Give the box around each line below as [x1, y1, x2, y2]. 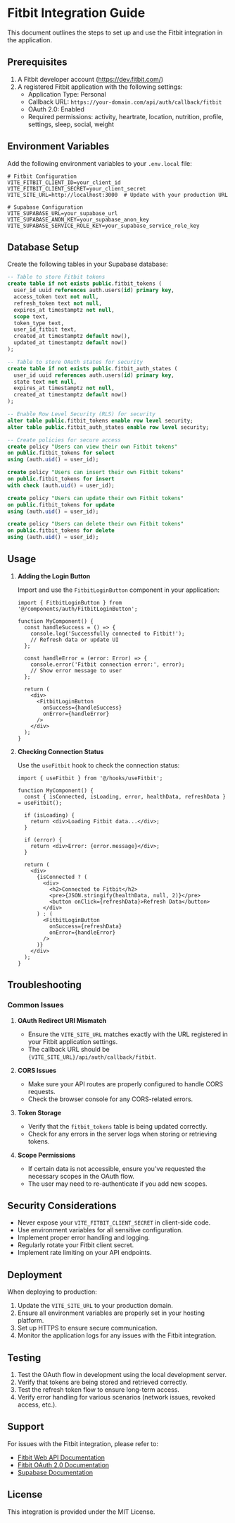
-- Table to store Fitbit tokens [7, 274, 106, 281]
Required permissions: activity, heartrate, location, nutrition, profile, [27, 112, 224, 121]
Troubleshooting [7, 979, 82, 991]
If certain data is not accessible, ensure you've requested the [27, 1164, 206, 1172]
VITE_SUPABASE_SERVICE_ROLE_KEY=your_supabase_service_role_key [7, 222, 200, 229]
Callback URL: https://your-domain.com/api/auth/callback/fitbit [27, 97, 222, 106]
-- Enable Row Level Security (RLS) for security [7, 411, 156, 418]
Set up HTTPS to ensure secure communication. [17, 1324, 158, 1333]
